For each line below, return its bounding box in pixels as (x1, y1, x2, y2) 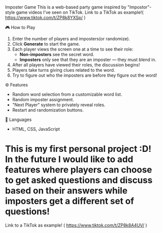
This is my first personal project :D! (5, 144, 152, 154)
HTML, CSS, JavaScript (12, 126, 60, 132)
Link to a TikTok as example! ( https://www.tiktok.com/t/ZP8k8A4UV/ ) (5, 222, 147, 228)
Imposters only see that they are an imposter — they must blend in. (19, 57, 157, 62)
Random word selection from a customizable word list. (12, 91, 123, 97)
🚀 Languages (5, 116, 32, 122)
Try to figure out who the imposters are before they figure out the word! (12, 72, 157, 78)
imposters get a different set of (5, 196, 134, 207)
